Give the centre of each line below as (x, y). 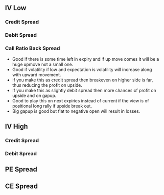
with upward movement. (36, 74)
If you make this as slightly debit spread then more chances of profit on (84, 90)
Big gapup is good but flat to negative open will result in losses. (76, 111)
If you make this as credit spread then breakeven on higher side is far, (82, 80)
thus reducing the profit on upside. (47, 85)
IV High (17, 126)
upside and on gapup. (34, 96)
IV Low (16, 8)
